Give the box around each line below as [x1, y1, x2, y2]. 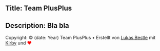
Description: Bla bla [5, 21, 69, 30]
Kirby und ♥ [5, 40, 32, 46]
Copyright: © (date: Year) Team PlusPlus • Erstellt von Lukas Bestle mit [5, 35, 156, 41]
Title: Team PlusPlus [5, 4, 72, 13]
